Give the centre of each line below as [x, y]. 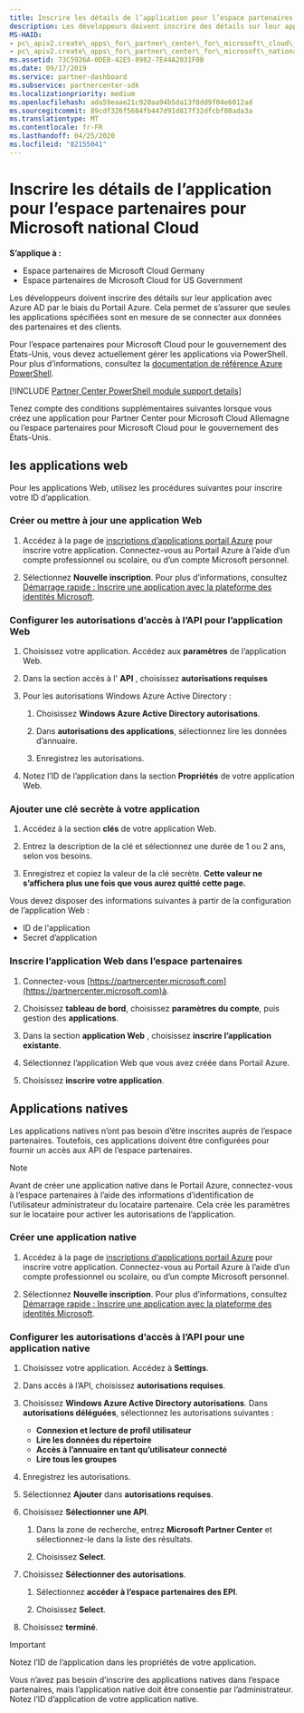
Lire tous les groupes [76, 1459]
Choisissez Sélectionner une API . [85, 1512]
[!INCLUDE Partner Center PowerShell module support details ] [125, 390]
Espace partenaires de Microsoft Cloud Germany [114, 270]
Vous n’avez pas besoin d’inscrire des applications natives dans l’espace [145, 1680]
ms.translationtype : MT [54, 119]
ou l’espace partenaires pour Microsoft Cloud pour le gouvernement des [144, 427]
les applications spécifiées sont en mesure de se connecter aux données [146, 317]
